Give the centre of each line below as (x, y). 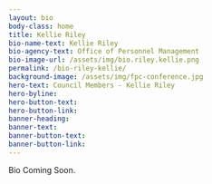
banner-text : (33, 128)
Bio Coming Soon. (42, 169)
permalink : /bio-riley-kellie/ (67, 69)
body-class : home (41, 26)
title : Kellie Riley (48, 34)
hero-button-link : (43, 111)
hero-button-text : (43, 102)
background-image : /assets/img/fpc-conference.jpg (106, 77)
